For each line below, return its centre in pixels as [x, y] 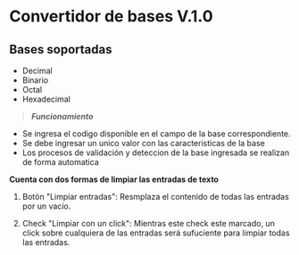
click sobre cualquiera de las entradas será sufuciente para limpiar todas [156, 233]
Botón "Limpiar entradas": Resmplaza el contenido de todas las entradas [156, 197]
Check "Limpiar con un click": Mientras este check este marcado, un [148, 223]
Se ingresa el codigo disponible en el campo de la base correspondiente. [157, 134]
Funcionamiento [62, 116]
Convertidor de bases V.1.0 [111, 16]
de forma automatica [61, 162]
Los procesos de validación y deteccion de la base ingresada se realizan [156, 152]
